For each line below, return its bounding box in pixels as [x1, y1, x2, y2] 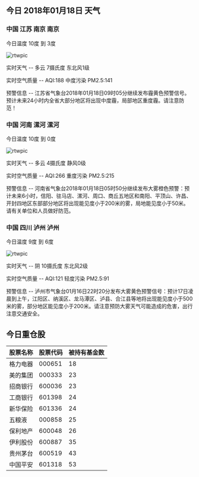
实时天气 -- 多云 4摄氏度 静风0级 [6, 159, 86, 166]
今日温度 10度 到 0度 [6, 135, 56, 142]
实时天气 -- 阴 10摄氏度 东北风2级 [6, 262, 88, 270]
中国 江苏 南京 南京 [6, 25, 59, 33]
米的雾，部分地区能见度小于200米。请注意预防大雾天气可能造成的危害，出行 [6, 303, 193, 310]
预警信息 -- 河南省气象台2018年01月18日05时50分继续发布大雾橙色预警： [6, 184, 185, 192]
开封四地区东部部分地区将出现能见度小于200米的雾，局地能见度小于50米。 [6, 199, 189, 207]
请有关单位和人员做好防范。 [6, 207, 74, 214]
